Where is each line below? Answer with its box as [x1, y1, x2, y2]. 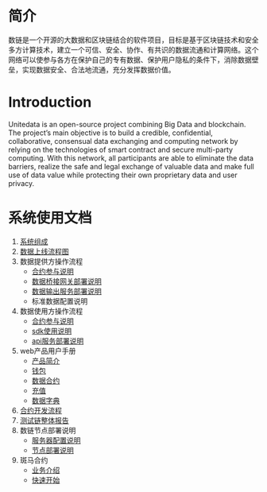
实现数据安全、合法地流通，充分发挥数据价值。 [21, 64, 176, 74]
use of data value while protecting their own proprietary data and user [8, 170, 238, 180]
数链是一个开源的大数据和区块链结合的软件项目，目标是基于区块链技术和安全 [8, 35, 259, 45]
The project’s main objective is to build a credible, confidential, [8, 128, 213, 138]
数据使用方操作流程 [19, 306, 83, 316]
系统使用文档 [8, 209, 93, 227]
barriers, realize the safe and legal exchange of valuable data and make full [8, 161, 254, 171]
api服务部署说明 [31, 335, 84, 346]
